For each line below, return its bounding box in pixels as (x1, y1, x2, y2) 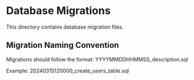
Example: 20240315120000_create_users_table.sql (6, 67, 129, 74)
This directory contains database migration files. (6, 23, 124, 30)
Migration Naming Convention (6, 40, 119, 50)
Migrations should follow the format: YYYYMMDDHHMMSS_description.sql (6, 55, 189, 62)
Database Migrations (6, 4, 111, 18)
